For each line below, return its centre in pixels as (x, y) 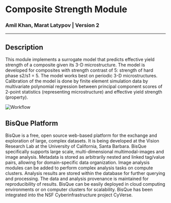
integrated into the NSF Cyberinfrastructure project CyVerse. (69, 195)
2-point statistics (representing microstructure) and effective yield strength (84, 92)
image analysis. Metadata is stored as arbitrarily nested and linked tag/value (85, 157)
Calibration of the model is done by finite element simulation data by (77, 81)
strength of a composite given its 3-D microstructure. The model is (75, 65)
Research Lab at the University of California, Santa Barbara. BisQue (76, 147)
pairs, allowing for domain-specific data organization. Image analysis (78, 163)
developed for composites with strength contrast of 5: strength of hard (79, 70)
